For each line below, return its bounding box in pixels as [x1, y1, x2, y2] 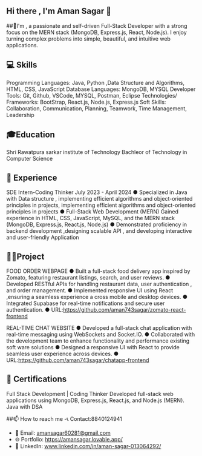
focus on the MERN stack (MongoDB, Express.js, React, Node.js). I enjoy [6, 29, 187, 36]
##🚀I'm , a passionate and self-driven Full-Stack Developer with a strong [6, 22, 187, 29]
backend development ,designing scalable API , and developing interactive [6, 227, 192, 235]
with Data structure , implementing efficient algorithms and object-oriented [6, 195, 193, 203]
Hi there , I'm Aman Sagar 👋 [6, 6, 112, 16]
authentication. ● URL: [6, 306, 64, 313]
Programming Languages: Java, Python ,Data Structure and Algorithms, [6, 79, 185, 86]
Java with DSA [6, 403, 43, 410]
